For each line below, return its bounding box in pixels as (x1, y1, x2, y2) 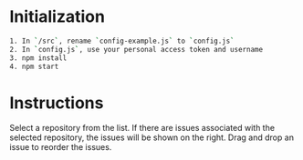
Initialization (9, 6, 105, 27)
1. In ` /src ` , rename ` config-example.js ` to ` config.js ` (9, 36, 235, 45)
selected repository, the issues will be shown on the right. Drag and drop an (9, 132, 295, 143)
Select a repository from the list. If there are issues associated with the (9, 123, 276, 134)
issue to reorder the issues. (9, 142, 112, 153)
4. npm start (9, 62, 59, 71)
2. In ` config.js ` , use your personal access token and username (9, 45, 263, 54)
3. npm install (9, 53, 68, 63)
